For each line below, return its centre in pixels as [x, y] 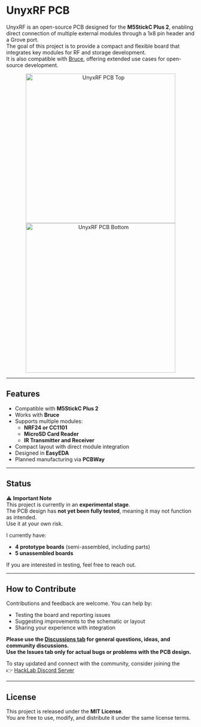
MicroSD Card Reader [51, 434]
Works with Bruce [37, 415]
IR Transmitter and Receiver [59, 440]
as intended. [22, 517]
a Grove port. [22, 39]
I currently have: [26, 535]
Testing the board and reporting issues [63, 615]
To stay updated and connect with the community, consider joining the [93, 664]
